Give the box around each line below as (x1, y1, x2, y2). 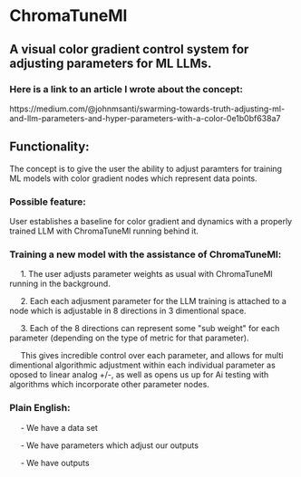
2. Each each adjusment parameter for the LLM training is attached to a (20, 296, 287, 307)
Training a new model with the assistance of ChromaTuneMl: (9, 248, 282, 261)
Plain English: (9, 402, 71, 415)
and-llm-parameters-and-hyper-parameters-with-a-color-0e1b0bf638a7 (9, 112, 281, 123)
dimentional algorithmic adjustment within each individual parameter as (9, 359, 277, 371)
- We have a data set (20, 422, 98, 433)
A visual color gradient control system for (9, 42, 249, 57)
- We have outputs (20, 457, 90, 468)
